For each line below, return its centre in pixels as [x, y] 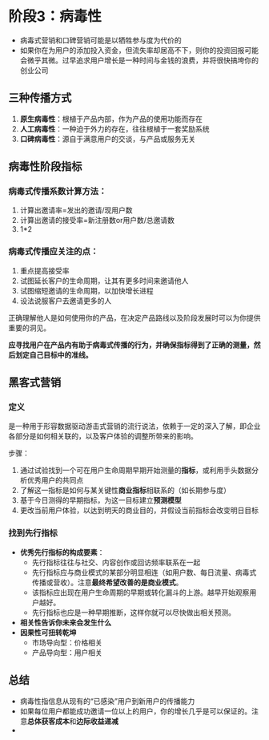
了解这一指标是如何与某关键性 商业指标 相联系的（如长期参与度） [125, 491]
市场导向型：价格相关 [67, 642]
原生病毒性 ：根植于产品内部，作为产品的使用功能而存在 [111, 119]
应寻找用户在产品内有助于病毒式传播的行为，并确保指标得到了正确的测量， [131, 345]
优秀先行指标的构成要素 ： [62, 552]
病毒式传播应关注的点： [53, 252]
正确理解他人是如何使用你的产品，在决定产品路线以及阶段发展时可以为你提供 [134, 317]
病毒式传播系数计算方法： [58, 192]
